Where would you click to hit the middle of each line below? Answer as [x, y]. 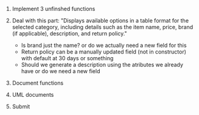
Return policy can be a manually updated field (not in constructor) [104, 52]
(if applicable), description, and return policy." [69, 33]
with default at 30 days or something [67, 58]
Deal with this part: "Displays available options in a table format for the [100, 20]
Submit [21, 106]
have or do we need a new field [61, 71]
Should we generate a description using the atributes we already [102, 64]
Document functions [38, 83]
